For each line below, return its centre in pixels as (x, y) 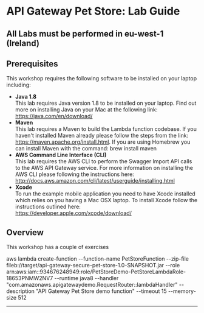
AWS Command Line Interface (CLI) (61, 155)
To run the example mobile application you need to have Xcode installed (105, 194)
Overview (25, 232)
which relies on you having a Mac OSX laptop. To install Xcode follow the (106, 200)
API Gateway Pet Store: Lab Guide (93, 11)
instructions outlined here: (48, 207)
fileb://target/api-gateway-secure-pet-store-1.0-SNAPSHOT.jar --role (93, 266)
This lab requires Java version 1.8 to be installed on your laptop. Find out (106, 103)
